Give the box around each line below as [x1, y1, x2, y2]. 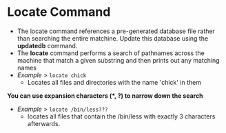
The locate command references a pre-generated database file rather [17, 27, 216, 35]
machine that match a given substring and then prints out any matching [17, 56, 220, 64]
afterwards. [27, 119, 61, 127]
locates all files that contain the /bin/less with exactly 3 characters [27, 112, 216, 121]
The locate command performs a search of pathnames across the [17, 49, 205, 57]
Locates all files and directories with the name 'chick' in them [27, 78, 202, 86]
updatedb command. [17, 41, 78, 50]
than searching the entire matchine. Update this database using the [17, 34, 209, 42]
